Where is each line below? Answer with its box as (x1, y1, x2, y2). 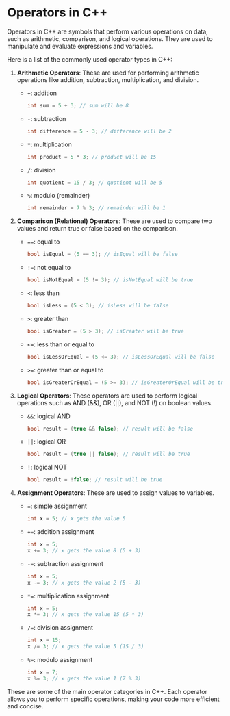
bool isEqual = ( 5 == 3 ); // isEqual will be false (27, 251, 178, 258)
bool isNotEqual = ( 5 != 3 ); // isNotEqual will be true (27, 277, 194, 283)
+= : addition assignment (27, 528, 94, 536)
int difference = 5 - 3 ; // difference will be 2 (27, 128, 172, 135)
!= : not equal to (27, 264, 71, 272)
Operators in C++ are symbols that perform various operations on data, (7, 27, 209, 36)
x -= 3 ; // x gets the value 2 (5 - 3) (27, 579, 142, 586)
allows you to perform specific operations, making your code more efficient (7, 695, 220, 703)
